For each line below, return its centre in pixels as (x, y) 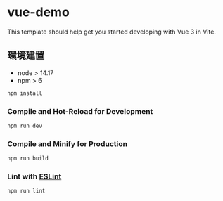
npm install (25, 93)
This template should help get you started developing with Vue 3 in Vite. (112, 32)
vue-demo (39, 12)
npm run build (28, 159)
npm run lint (26, 191)
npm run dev (25, 126)
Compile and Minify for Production (68, 143)
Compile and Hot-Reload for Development (80, 111)
